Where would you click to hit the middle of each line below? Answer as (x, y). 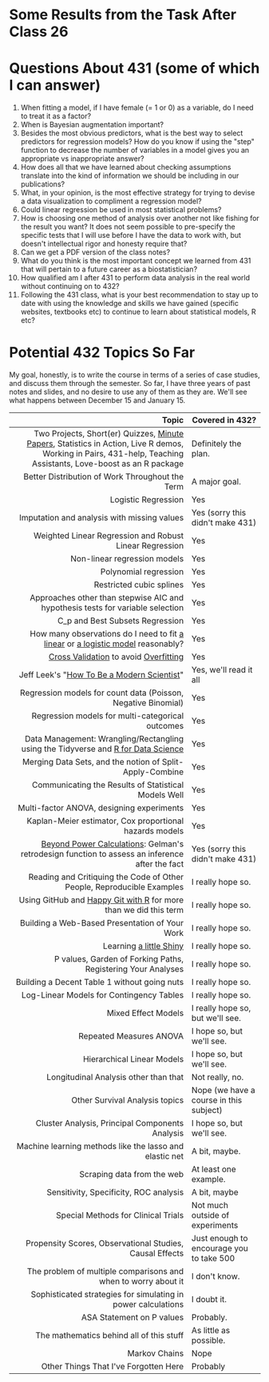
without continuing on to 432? (70, 287)
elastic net (164, 1156)
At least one (214, 1169)
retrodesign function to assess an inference (102, 854)
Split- (173, 762)
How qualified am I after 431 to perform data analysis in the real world (135, 278)
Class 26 (39, 32)
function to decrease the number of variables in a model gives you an (135, 151)
